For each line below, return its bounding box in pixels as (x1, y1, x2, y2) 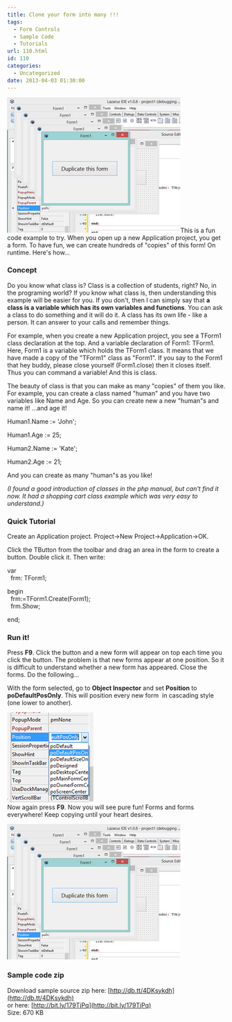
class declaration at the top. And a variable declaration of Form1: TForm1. (7, 338, 215, 347)
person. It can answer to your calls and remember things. (7, 318, 171, 326)
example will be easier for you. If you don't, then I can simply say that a (7, 295, 211, 304)
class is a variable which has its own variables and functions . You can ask (7, 303, 223, 311)
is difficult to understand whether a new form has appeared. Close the (7, 663, 208, 672)
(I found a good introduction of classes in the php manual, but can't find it (7, 484, 220, 492)
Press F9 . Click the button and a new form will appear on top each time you (7, 648, 222, 657)
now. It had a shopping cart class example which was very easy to (7, 492, 198, 500)
